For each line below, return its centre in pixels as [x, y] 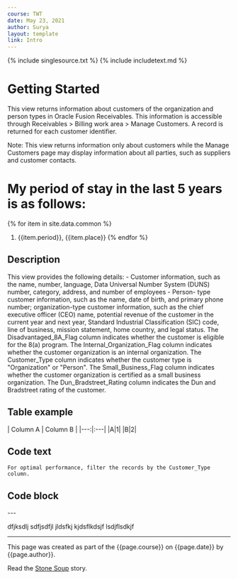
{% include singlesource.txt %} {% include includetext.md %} [97, 60]
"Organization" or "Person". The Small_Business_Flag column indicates [111, 367]
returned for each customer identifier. [62, 131]
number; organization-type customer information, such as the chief [106, 307]
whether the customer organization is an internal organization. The [104, 352]
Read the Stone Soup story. [47, 568]
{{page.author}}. [31, 555]
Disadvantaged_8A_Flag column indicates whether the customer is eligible [116, 337]
